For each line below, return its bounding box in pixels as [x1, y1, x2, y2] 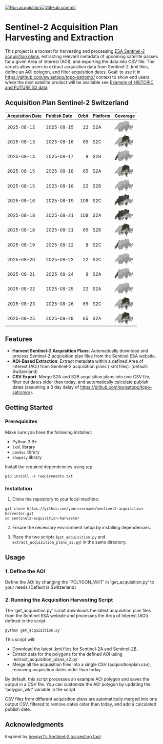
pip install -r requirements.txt [5, 474, 73, 478]
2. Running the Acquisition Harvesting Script [5, 596, 113, 603]
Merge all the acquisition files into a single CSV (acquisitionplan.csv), [12, 661, 151, 667]
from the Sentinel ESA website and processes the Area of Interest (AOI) [5, 613, 149, 619]
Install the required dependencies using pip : [5, 464, 94, 470]
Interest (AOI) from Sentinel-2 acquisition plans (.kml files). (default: [12, 364, 148, 370]
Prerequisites [5, 418, 38, 425]
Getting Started [5, 403, 53, 412]
